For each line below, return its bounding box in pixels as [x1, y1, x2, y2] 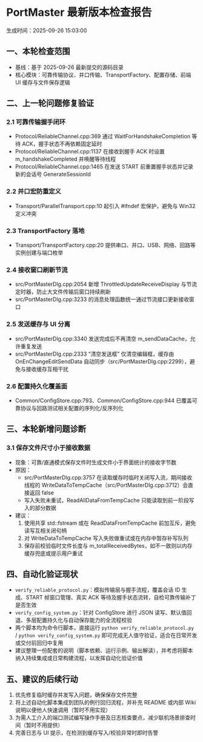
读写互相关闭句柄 [24, 527, 67, 534]
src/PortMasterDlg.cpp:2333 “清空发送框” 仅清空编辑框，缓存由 [15, 350, 175, 357]
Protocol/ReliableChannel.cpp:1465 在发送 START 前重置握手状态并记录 [15, 163, 194, 170]
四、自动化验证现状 [6, 569, 78, 579]
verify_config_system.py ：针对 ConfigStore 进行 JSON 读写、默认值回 [15, 609, 192, 616]
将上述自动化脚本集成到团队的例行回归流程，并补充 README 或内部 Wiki [15, 699, 196, 706]
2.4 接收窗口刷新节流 [6, 265, 68, 274]
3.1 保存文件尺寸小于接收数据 [6, 444, 91, 452]
